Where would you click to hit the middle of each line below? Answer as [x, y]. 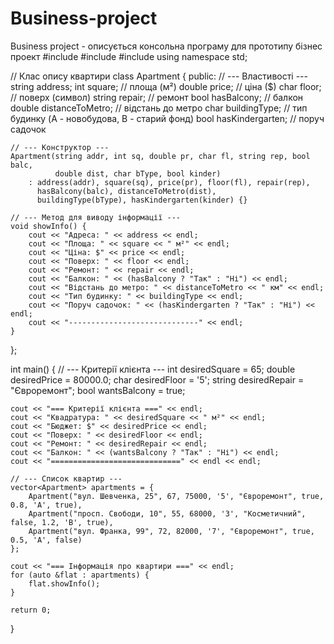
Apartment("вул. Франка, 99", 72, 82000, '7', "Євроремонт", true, [171, 531]
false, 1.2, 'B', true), [62, 522]
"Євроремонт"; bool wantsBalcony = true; [98, 390]
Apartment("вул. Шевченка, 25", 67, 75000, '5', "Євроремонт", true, [176, 496]
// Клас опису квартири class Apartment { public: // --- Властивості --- [159, 76]
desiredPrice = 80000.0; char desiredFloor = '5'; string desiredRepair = [157, 379]
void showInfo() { [48, 226]
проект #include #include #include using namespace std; [129, 56]
